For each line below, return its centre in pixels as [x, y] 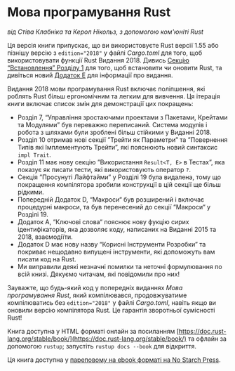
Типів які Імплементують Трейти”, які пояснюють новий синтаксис [117, 147]
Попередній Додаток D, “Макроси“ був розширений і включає [111, 199]
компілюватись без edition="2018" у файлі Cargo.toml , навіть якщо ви [112, 302]
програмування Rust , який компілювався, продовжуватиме [97, 295]
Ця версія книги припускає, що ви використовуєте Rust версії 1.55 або [113, 45]
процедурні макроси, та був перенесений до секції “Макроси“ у [114, 207]
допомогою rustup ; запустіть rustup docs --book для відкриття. [102, 346]
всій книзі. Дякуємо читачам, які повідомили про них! [99, 274]
